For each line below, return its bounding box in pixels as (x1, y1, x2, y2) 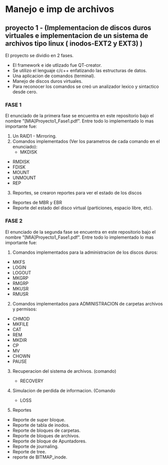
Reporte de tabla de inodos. (12, 422, 70, 428)
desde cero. (12, 89, 38, 95)
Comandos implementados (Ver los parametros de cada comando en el (12, 138, 160, 144)
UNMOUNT (12, 175, 37, 181)
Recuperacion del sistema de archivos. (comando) (12, 368, 117, 374)
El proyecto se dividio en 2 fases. (5, 53, 74, 58)
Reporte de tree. (12, 448, 47, 454)
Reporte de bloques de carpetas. (12, 427, 81, 433)
